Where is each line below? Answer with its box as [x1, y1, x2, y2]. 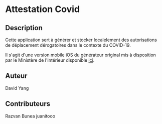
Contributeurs [5, 99, 51, 108]
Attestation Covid [5, 4, 80, 15]
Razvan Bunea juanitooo [5, 113, 56, 119]
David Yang [5, 85, 29, 91]
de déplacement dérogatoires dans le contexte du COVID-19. [5, 42, 131, 48]
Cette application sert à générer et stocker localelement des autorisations [5, 37, 157, 43]
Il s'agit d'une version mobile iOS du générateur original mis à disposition [5, 52, 156, 58]
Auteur [5, 72, 28, 80]
